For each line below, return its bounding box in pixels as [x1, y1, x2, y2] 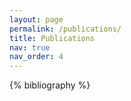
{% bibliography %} [9, 79, 91, 91]
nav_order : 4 [9, 52, 64, 62]
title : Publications [9, 33, 96, 43]
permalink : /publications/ [9, 24, 122, 34]
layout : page [9, 14, 64, 25]
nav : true [9, 42, 51, 53]
